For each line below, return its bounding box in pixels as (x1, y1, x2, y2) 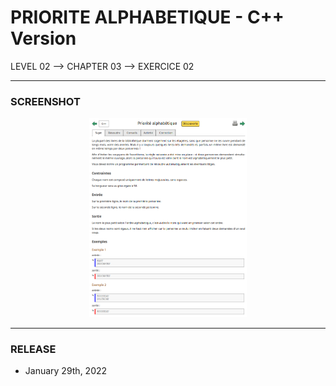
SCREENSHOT (10, 94, 81, 108)
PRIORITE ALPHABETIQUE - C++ (10, 6, 285, 29)
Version (10, 27, 77, 50)
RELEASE (10, 342, 57, 356)
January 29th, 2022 (24, 365, 108, 377)
